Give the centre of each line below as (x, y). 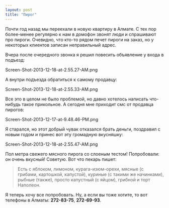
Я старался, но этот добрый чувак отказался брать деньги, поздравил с (83, 129)
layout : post (19, 10)
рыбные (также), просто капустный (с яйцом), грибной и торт (84, 179)
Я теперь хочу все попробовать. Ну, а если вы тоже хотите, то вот (76, 194)
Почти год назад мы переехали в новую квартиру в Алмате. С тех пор (81, 29)
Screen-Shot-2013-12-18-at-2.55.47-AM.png (52, 144)
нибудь (13, 104)
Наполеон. (29, 185)
